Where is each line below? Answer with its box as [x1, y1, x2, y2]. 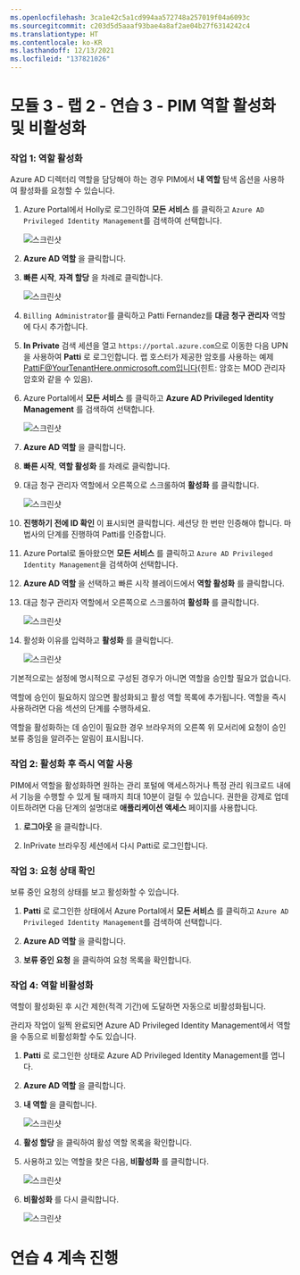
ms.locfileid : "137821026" [10, 54, 111, 63]
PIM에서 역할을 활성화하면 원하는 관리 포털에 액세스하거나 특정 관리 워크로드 [10, 779, 275, 790]
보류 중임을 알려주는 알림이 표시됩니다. [10, 733, 144, 744]
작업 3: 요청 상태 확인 [10, 864, 96, 877]
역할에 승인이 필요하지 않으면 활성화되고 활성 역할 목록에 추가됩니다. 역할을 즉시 [10, 692, 287, 703]
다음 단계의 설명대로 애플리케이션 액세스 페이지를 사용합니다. [48, 802, 258, 812]
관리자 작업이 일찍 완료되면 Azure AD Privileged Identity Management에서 [10, 1020, 275, 1031]
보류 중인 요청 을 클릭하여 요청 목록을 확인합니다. [22, 954, 192, 965]
